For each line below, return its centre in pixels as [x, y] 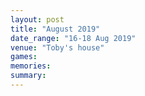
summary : [28, 76]
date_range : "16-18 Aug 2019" [73, 38]
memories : [31, 66]
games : [24, 57]
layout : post [37, 19]
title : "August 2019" [55, 29]
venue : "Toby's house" [57, 47]
